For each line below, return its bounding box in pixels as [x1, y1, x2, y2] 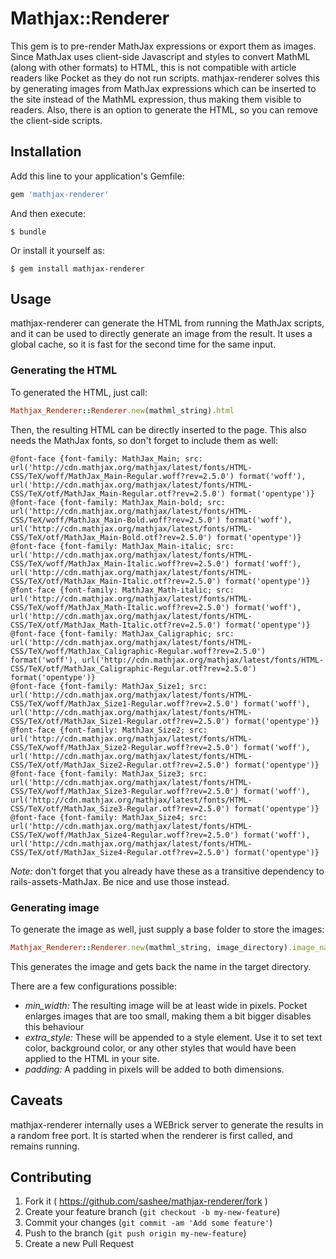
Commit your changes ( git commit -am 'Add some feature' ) [24, 1217, 273, 1229]
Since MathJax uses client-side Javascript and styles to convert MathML [10, 50, 311, 62]
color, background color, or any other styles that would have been [24, 1042, 297, 1054]
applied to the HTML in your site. [24, 1052, 160, 1064]
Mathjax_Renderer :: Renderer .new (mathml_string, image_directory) [10, 942, 288, 952]
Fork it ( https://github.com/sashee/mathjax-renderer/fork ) [24, 1195, 268, 1207]
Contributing [10, 1168, 92, 1186]
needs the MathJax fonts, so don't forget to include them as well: [10, 434, 279, 446]
